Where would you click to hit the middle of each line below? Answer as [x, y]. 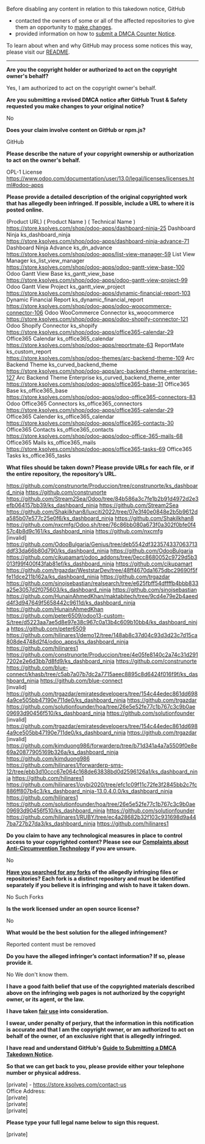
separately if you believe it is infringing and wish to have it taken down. [98, 885]
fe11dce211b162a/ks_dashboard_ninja [53, 577]
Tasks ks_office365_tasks [39, 456]
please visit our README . [38, 52]
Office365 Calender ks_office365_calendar [60, 416]
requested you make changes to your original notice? [75, 106]
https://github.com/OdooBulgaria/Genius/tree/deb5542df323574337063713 [102, 544]
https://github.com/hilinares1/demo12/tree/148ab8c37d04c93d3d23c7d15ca [102, 635]
